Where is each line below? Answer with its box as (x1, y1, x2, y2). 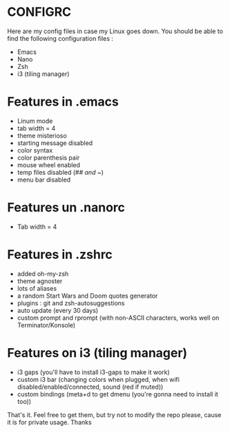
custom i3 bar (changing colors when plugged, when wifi (17, 375, 180, 383)
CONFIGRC (7, 4, 72, 20)
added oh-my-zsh (17, 269, 69, 278)
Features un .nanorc (7, 200, 126, 215)
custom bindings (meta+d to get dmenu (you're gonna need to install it (17, 389, 219, 398)
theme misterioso (17, 131, 67, 139)
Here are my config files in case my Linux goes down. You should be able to (7, 27, 223, 35)
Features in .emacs (7, 94, 119, 110)
